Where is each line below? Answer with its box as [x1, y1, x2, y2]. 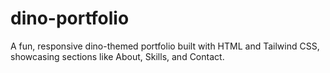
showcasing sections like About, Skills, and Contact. [10, 50, 225, 62]
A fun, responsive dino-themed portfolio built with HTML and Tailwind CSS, [10, 40, 320, 52]
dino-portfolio [10, 7, 130, 30]
